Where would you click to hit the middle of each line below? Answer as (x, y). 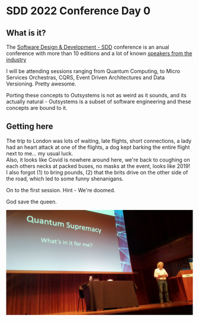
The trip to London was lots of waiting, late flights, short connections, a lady (99, 141)
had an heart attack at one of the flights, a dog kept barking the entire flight (98, 147)
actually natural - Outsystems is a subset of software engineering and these (99, 101)
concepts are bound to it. (37, 108)
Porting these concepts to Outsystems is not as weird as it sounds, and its (96, 95)
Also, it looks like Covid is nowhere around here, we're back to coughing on (98, 160)
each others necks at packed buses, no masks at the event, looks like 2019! (98, 166)
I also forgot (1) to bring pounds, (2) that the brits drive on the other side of (97, 172)
